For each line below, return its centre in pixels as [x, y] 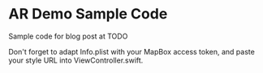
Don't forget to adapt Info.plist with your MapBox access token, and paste [132, 51]
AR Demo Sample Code [88, 14]
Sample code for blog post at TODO [68, 36]
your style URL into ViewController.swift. [76, 60]
